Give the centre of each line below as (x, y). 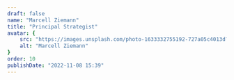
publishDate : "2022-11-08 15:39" (56, 65)
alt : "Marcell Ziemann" (54, 46)
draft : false (26, 14)
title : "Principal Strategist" (53, 26)
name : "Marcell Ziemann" (43, 20)
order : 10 (22, 59)
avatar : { (22, 33)
